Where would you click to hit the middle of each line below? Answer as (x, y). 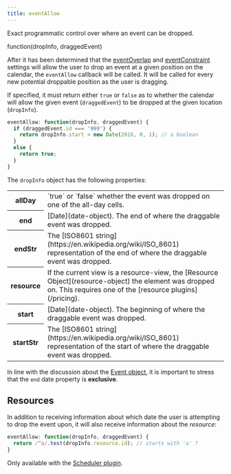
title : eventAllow (33, 13)
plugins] (184, 289)
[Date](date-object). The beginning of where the (126, 309)
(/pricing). (64, 298)
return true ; (38, 154)
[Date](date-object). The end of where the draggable (133, 216)
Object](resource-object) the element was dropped (131, 281)
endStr (25, 249)
